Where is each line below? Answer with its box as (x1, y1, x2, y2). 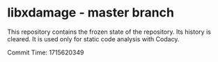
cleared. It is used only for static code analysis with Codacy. (7, 34, 180, 43)
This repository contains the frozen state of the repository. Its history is (7, 28, 211, 36)
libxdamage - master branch (7, 5, 174, 21)
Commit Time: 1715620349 (7, 48, 84, 56)
